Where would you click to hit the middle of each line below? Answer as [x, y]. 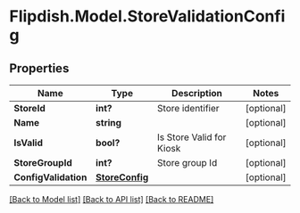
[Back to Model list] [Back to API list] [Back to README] [112, 199]
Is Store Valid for [192, 137]
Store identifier [189, 108]
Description [197, 93]
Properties [39, 68]
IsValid [28, 143]
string [108, 123]
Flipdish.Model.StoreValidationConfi [147, 16]
